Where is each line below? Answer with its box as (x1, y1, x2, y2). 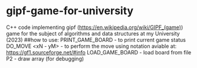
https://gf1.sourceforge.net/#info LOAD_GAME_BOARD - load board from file (6, 48, 192, 56)
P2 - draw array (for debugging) (6, 55, 84, 62)
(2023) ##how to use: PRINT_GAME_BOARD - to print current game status (6, 36, 186, 43)
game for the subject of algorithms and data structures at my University (6, 30, 180, 37)
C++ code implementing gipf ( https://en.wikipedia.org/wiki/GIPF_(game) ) (6, 24, 183, 31)
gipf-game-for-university (6, 4, 134, 18)
